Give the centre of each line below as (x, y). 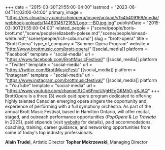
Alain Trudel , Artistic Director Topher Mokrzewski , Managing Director (76, 142)
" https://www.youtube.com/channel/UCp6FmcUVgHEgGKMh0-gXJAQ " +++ (82, 91)
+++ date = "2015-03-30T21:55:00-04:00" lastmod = (59, 7)
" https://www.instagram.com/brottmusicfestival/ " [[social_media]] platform (81, 80)
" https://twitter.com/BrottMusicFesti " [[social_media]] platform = (71, 70)
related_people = (73, 28)
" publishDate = (130, 23)
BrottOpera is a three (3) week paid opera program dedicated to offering (78, 96)
